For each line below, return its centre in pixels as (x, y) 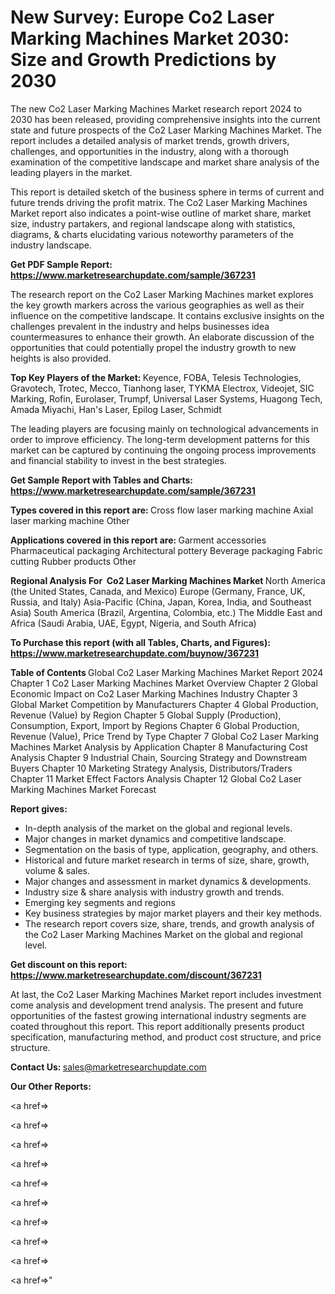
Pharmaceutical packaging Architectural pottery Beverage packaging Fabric (166, 550)
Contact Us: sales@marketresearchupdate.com (108, 1067)
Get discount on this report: (69, 964)
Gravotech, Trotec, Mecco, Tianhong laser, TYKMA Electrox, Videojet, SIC (162, 388)
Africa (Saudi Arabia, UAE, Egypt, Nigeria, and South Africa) (133, 623)
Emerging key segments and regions (100, 902)
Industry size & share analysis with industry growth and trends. (154, 892)
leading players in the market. (71, 172)
